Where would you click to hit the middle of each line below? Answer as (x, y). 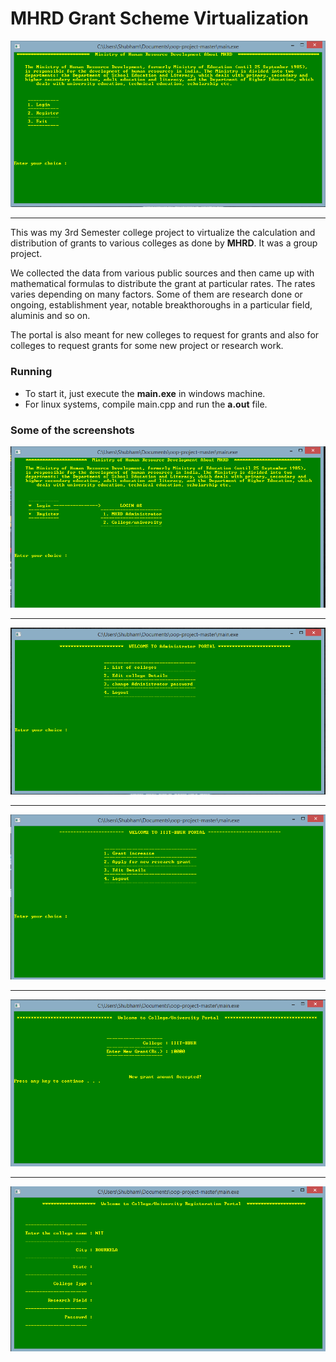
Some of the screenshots (72, 430)
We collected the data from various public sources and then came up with (162, 273)
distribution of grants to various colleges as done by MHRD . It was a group (164, 243)
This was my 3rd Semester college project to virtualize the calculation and (163, 233)
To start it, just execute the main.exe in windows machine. (145, 393)
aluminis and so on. (50, 316)
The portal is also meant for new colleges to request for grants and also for (165, 335)
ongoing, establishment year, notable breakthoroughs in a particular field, (161, 305)
